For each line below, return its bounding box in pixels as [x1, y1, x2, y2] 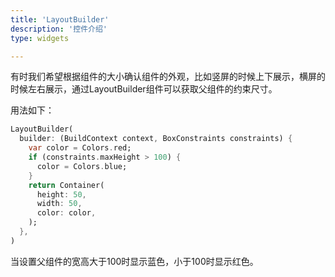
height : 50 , [36, 189, 87, 200]
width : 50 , [36, 199, 83, 209]
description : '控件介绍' [10, 24, 108, 34]
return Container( [28, 180, 105, 190]
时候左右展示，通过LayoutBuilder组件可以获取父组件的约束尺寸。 [10, 83, 278, 95]
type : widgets [10, 33, 70, 43]
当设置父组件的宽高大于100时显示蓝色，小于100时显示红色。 [10, 255, 259, 267]
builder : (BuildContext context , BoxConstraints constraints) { [19, 134, 293, 144]
